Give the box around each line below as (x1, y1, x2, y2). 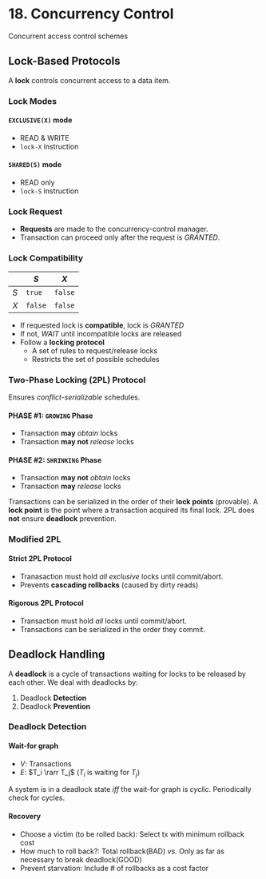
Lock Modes (8, 95, 58, 106)
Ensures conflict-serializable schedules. (8, 392, 141, 402)
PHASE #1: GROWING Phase (8, 411, 93, 420)
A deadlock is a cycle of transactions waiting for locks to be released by (8, 669, 246, 678)
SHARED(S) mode (8, 160, 62, 169)
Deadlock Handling (8, 648, 105, 662)
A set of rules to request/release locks (31, 345, 158, 356)
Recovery (8, 812, 42, 821)
